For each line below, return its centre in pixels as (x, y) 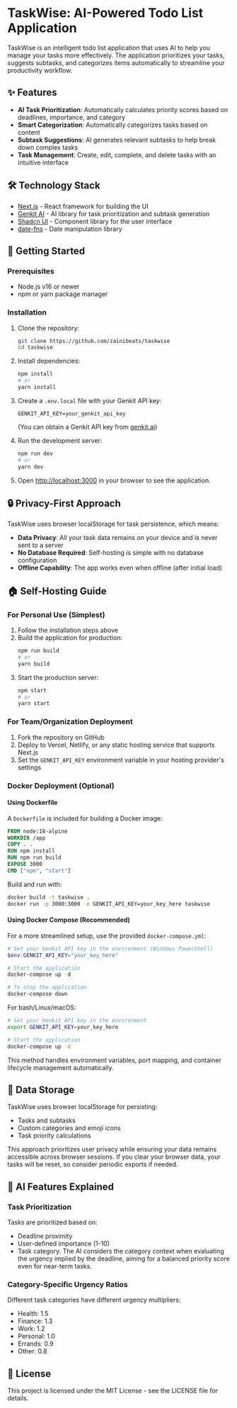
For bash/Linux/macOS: (42, 1008)
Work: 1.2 (31, 1329)
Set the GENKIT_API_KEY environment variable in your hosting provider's (121, 760)
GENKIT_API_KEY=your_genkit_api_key (71, 413)
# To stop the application (47, 987)
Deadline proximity (45, 1236)
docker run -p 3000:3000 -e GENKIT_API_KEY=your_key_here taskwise (109, 904)
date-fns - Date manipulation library (70, 229)
